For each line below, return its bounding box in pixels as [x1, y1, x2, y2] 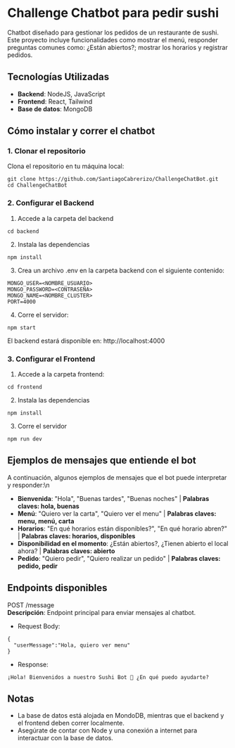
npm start [7, 324, 37, 331]
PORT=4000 [7, 298, 37, 305]
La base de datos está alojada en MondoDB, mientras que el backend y [17, 711, 224, 720]
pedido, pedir [17, 562, 58, 570]
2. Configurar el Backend [7, 198, 94, 208]
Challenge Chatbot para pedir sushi [7, 5, 220, 21]
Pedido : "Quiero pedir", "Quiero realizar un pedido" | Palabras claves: [17, 554, 221, 562]
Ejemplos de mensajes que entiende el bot [7, 455, 197, 467]
